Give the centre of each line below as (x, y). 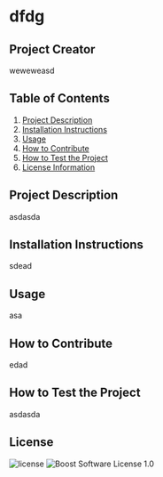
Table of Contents (60, 98)
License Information (58, 167)
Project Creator (52, 49)
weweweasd (32, 70)
